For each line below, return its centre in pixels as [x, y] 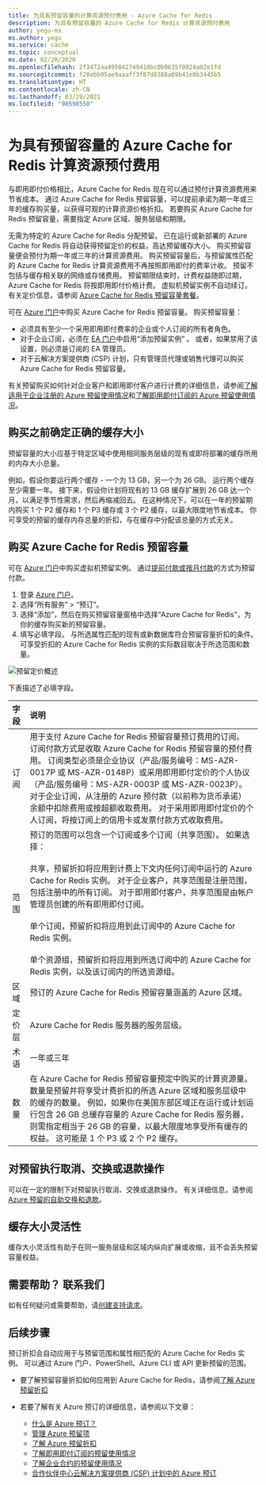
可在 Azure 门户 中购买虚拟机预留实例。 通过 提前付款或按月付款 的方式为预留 [132, 567]
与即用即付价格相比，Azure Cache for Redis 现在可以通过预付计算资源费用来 [133, 189]
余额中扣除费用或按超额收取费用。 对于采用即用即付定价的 [138, 808]
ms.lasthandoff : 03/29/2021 [55, 97]
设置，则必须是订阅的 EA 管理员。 [75, 349]
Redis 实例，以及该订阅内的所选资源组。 [104, 971]
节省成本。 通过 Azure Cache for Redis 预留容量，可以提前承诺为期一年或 [127, 199]
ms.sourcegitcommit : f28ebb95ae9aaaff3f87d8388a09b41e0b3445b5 [115, 75]
